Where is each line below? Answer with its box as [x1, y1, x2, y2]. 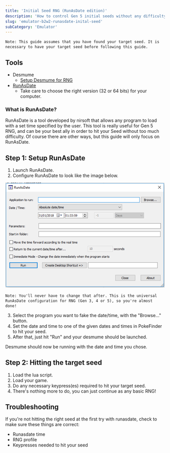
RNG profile [12, 437, 37, 443]
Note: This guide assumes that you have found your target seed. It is [5, 40, 159, 45]
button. [12, 318, 28, 324]
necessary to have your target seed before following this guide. [5, 45, 148, 50]
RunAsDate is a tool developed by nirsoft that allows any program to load [5, 117, 157, 124]
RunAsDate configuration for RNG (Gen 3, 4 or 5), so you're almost [5, 298, 153, 303]
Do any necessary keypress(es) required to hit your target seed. [12, 382, 146, 389]
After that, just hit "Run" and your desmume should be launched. [12, 334, 148, 340]
